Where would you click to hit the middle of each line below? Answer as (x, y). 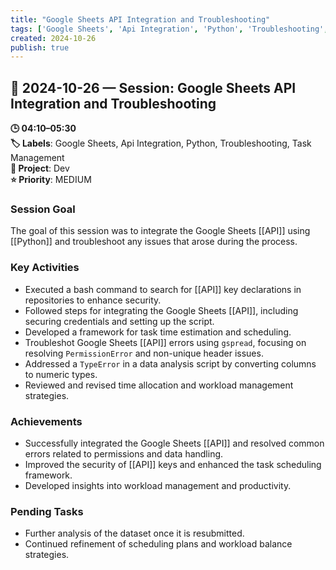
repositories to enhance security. (93, 300)
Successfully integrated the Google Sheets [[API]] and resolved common (174, 443)
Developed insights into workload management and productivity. (158, 485)
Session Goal (43, 209)
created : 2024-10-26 (53, 38)
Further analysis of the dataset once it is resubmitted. (134, 533)
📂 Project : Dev (40, 168)
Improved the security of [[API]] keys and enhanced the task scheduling (173, 464)
